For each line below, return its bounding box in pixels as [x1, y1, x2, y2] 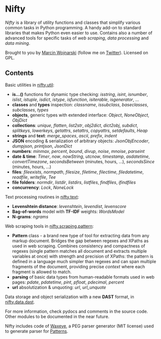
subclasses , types [12, 107, 48, 113]
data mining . [5, 40, 31, 46]
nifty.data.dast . [5, 299, 35, 305]
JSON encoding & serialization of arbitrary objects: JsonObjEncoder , [12, 138, 150, 144]
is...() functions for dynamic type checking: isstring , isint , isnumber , [12, 91, 148, 97]
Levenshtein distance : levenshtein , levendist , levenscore [12, 203, 127, 209]
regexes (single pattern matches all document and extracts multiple [12, 248, 147, 254]
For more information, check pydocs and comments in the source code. [5, 308, 148, 314]
